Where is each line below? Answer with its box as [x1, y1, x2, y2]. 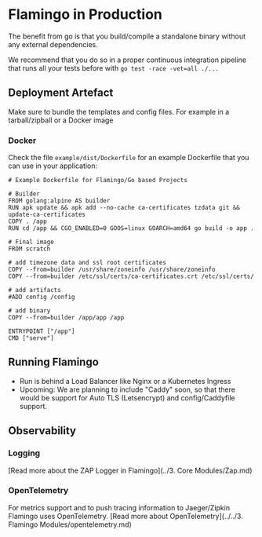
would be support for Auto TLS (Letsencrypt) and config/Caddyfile [19, 393, 235, 402]
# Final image [8, 238, 55, 247]
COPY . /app [8, 217, 47, 225]
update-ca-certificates [8, 210, 86, 219]
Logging [8, 447, 41, 458]
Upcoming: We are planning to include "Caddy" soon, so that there [19, 385, 235, 394]
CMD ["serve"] [8, 334, 55, 342]
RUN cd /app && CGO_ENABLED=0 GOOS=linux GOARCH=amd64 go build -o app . [8, 225, 255, 232]
